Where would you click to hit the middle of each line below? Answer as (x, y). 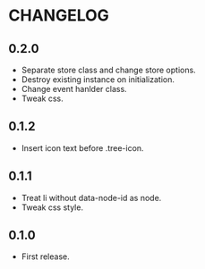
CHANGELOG (59, 16)
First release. (45, 256)
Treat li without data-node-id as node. (91, 198)
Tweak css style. (52, 207)
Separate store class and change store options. (108, 70)
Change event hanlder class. (74, 89)
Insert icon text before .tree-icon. (82, 147)
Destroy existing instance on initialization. (98, 80)
